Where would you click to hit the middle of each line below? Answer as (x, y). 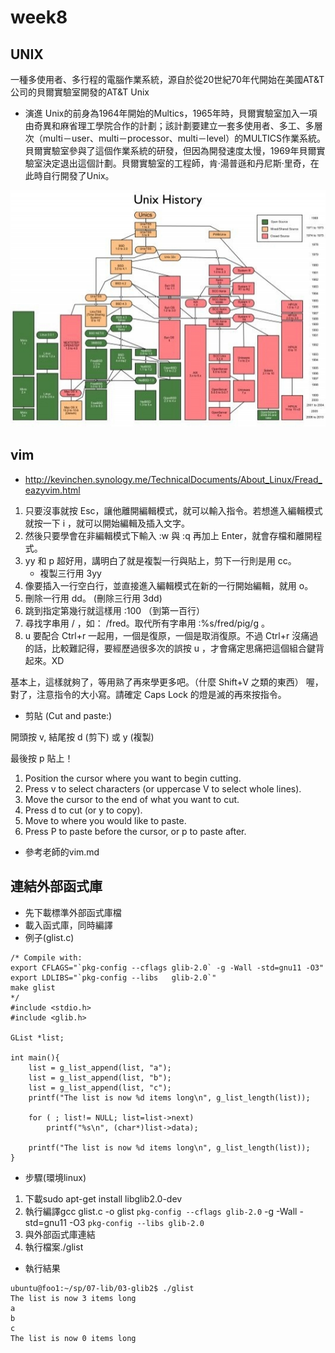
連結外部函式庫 (56, 886)
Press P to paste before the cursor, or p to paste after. (135, 831)
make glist (33, 987)
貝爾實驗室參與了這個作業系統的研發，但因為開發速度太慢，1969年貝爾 (170, 150)
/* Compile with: (46, 957)
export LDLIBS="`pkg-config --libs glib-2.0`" (113, 977)
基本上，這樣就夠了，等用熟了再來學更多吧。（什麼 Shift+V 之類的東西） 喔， (167, 682)
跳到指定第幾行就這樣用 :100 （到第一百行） (115, 610)
